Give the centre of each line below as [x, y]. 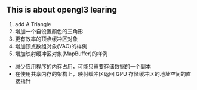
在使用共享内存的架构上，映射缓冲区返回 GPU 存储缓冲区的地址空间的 [100, 73]
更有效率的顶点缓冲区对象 [46, 39]
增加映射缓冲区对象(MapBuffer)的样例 [61, 54]
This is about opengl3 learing [62, 10]
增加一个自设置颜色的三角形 [49, 31]
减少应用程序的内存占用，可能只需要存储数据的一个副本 [83, 66]
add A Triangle [33, 24]
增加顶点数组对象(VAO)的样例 [51, 46]
